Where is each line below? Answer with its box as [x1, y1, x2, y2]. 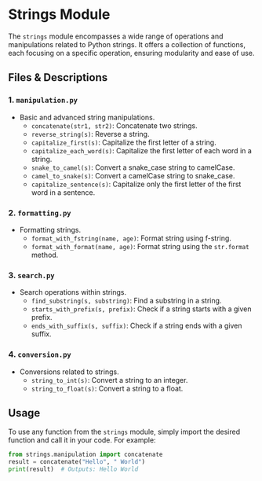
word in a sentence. [31, 187, 96, 197]
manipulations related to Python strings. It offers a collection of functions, [8, 39, 246, 49]
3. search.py [8, 270, 55, 281]
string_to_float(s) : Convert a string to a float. [31, 384, 184, 393]
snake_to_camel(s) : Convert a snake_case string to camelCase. [31, 163, 235, 172]
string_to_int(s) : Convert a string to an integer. [31, 375, 188, 384]
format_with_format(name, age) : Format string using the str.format [31, 241, 249, 251]
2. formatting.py [8, 207, 71, 218]
